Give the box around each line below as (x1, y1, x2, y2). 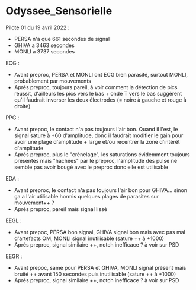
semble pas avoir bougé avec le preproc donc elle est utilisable (14, 163, 168, 171)
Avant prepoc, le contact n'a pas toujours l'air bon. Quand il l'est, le (14, 125, 178, 133)
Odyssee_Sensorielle (5, 4, 113, 18)
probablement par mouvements (14, 77, 91, 84)
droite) (14, 102, 31, 109)
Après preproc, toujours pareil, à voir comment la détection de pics (14, 83, 178, 90)
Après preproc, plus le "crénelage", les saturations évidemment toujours (14, 150, 190, 158)
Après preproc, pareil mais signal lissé (14, 205, 108, 212)
